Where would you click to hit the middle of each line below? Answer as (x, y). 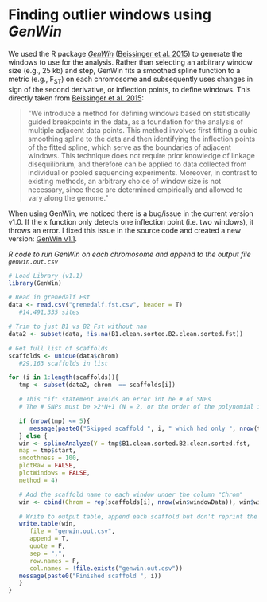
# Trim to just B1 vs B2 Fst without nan (78, 327)
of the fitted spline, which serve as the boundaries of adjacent (130, 147)
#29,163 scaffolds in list (64, 363)
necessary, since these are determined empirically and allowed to (135, 190)
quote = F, (47, 546)
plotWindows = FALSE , (54, 473)
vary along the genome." (68, 197)
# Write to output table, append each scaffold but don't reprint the (138, 516)
